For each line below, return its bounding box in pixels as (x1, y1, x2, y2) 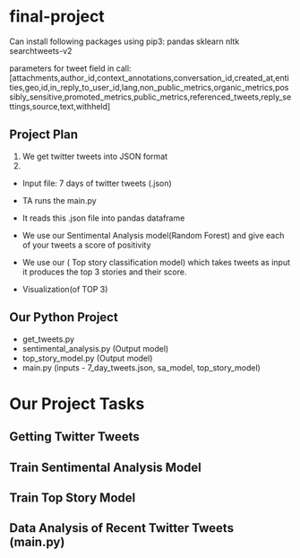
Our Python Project (9, 310, 118, 325)
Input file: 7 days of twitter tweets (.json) (21, 178, 172, 188)
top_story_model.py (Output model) (21, 353, 153, 363)
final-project (9, 6, 105, 27)
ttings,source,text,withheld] (9, 100, 111, 111)
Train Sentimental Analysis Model (9, 459, 201, 475)
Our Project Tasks (9, 393, 145, 414)
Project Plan (9, 127, 79, 143)
